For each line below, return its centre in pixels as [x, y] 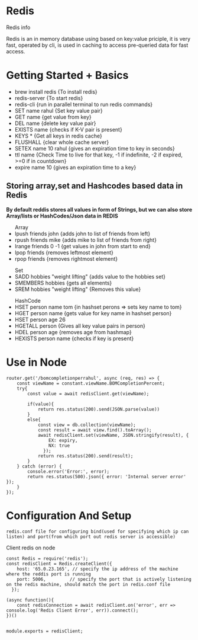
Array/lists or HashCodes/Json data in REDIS [62, 216]
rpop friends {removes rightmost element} [66, 258]
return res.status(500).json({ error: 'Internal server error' [107, 476]
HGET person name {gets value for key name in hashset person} [93, 313]
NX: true [59, 446]
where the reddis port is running [49, 574]
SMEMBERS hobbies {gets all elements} [63, 283]
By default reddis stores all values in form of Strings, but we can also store [99, 209]
